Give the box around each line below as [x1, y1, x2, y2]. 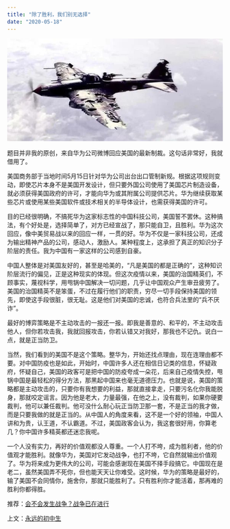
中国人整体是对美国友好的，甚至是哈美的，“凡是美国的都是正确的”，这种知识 [7, 261, 222, 270]
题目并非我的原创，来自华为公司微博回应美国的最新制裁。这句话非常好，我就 [7, 149, 223, 157]
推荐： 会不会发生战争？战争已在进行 [7, 499, 110, 508]
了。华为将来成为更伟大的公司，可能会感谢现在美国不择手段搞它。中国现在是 [7, 460, 223, 468]
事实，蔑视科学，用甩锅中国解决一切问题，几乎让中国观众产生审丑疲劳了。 [12, 279, 223, 287]
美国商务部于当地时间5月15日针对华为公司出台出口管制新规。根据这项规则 [7, 172, 215, 180]
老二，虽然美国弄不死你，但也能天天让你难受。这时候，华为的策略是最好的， [7, 468, 223, 476]
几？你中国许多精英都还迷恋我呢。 [7, 427, 103, 436]
